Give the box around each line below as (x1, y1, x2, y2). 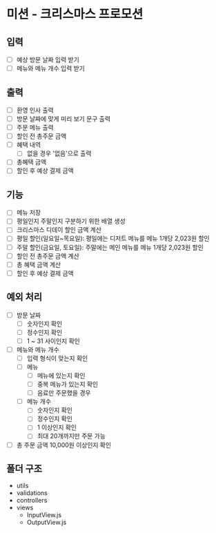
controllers (16, 496, 48, 505)
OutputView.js (26, 519, 67, 527)
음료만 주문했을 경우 (37, 389, 91, 397)
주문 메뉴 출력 (16, 124, 54, 132)
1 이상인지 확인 (37, 423, 77, 432)
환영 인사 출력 (16, 106, 54, 114)
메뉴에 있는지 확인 (37, 371, 86, 380)
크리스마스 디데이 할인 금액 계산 (16, 226, 101, 234)
